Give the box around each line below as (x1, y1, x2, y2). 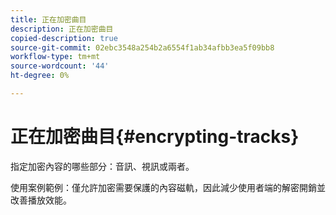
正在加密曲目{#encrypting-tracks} (10, 126, 300, 148)
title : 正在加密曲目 (10, 14, 87, 25)
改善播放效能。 (10, 194, 72, 206)
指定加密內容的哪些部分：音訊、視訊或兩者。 (10, 160, 195, 172)
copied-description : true (10, 33, 118, 43)
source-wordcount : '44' (10, 61, 110, 71)
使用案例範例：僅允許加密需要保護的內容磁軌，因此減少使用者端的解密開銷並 (10, 181, 326, 193)
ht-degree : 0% (10, 71, 70, 81)
